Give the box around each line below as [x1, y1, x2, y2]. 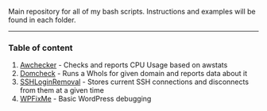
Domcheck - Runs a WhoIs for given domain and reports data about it [19, 69, 248, 78]
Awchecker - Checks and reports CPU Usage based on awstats [19, 60, 228, 70]
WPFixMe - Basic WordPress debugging [19, 94, 152, 104]
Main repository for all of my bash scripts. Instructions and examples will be [8, 7, 256, 16]
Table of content [8, 42, 73, 53]
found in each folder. [8, 15, 76, 25]
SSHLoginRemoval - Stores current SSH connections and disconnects [19, 77, 249, 86]
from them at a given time [19, 86, 105, 95]
